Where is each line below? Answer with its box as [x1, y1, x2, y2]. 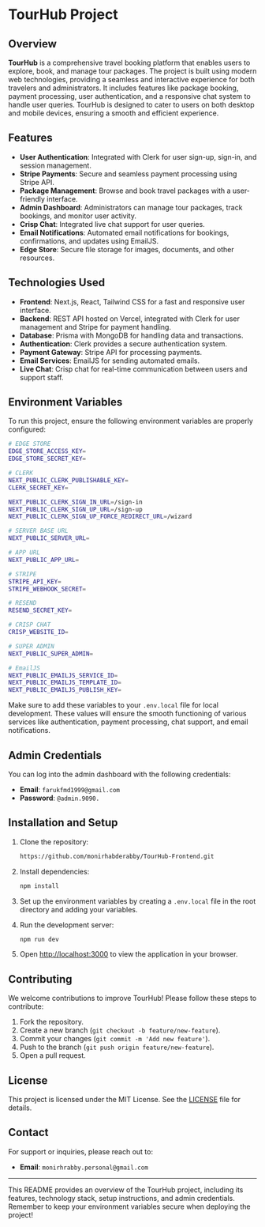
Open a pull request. [19, 1051, 87, 1060]
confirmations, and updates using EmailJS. [19, 236, 159, 246]
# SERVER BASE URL [8, 527, 69, 535]
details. [8, 1103, 32, 1112]
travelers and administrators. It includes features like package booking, [8, 83, 239, 92]
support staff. [19, 372, 64, 382]
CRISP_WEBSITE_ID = [8, 629, 69, 636]
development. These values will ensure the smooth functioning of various [8, 709, 247, 719]
